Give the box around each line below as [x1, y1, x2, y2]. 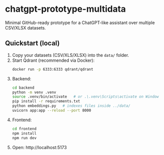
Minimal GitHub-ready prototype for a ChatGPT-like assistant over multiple [5, 20, 155, 26]
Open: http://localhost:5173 [12, 144, 67, 150]
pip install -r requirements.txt [12, 99, 81, 104]
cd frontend [12, 126, 37, 131]
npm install [12, 131, 37, 136]
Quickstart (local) [5, 39, 60, 48]
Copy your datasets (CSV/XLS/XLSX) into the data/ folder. [12, 52, 129, 58]
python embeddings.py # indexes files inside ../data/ [12, 103, 131, 108]
